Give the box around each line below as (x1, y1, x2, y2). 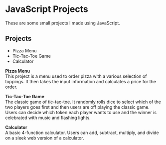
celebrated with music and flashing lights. (5, 115, 91, 121)
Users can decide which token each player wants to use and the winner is (5, 109, 157, 115)
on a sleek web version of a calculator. (5, 135, 84, 141)
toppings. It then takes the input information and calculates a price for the (5, 78, 156, 84)
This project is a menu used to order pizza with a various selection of (5, 73, 147, 79)
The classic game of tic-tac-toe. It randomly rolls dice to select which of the (5, 99, 161, 105)
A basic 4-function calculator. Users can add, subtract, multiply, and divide (5, 130, 160, 136)
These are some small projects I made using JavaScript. (5, 20, 121, 26)
